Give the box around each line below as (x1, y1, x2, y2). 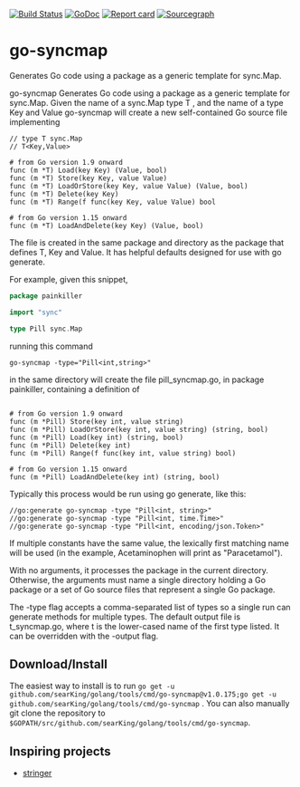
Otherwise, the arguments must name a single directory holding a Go (9, 574, 267, 585)
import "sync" (9, 308, 63, 317)
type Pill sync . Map (9, 324, 83, 333)
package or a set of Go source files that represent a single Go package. (9, 584, 276, 595)
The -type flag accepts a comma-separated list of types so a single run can (9, 601, 291, 612)
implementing (9, 116, 61, 127)
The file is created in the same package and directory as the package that (9, 236, 285, 248)
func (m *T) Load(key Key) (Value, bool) (9, 166, 168, 175)
